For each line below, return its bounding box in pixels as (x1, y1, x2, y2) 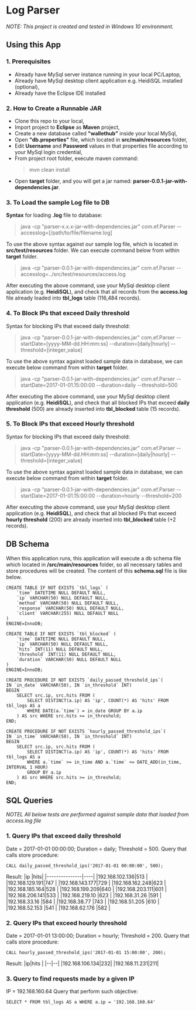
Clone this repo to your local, (14, 117, 85, 124)
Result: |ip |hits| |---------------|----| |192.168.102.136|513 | (6, 873, 148, 880)
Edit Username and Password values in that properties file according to (14, 142, 188, 149)
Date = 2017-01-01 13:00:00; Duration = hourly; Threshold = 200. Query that (6, 932, 190, 939)
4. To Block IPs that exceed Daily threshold (6, 309, 130, 317)
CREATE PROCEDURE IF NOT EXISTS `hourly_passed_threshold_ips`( (6, 728, 166, 734)
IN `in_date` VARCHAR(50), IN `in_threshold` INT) (6, 682, 132, 688)
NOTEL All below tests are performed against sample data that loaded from (6, 811, 189, 818)
